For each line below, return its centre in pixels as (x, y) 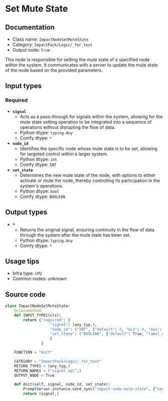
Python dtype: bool (39, 191)
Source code (25, 294)
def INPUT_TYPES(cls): (38, 315)
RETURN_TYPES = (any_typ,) (42, 366)
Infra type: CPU (27, 273)
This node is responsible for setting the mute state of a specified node (77, 60)
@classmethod (28, 311)
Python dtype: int (38, 159)
